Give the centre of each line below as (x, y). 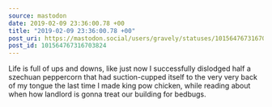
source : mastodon (38, 16)
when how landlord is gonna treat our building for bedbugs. (107, 94)
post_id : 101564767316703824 (57, 46)
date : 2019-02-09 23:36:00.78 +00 (67, 23)
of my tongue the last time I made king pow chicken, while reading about (130, 86)
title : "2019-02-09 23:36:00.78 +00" (72, 31)
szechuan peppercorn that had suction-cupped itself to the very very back (133, 77)
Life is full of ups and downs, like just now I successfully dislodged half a (130, 68)
